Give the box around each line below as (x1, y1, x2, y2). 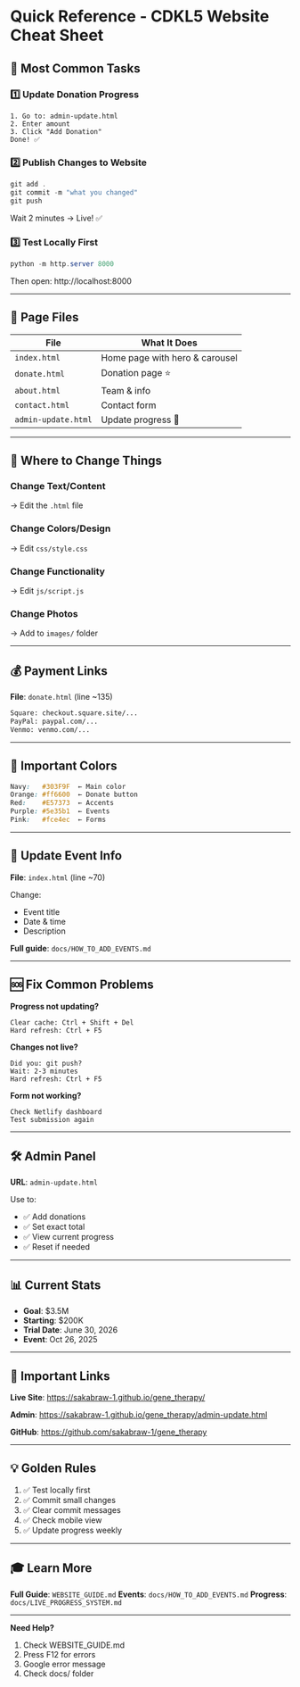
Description (22, 926, 66, 936)
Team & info (101, 384, 150, 396)
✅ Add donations (22, 1211, 86, 1222)
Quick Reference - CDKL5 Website (10, 6, 270, 27)
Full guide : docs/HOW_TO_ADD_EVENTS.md (10, 943, 151, 953)
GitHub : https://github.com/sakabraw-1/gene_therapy (10, 1426, 207, 1438)
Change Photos (10, 607, 78, 619)
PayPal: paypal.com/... (10, 717, 99, 727)
